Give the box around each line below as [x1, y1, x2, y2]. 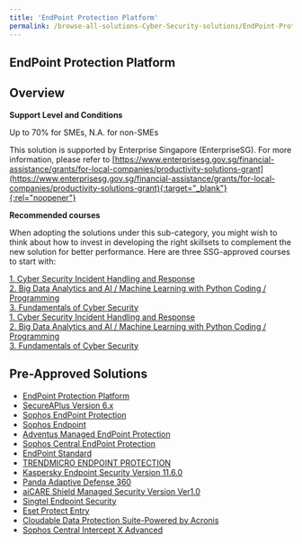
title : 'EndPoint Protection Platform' [9, 13, 159, 23]
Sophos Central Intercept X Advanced [22, 524, 164, 535]
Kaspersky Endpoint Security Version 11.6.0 [22, 467, 183, 477]
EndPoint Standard [22, 448, 93, 458]
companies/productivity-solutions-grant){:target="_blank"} [9, 182, 227, 194]
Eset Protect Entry [22, 505, 90, 516]
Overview [9, 86, 66, 101]
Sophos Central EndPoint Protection [22, 438, 155, 449]
